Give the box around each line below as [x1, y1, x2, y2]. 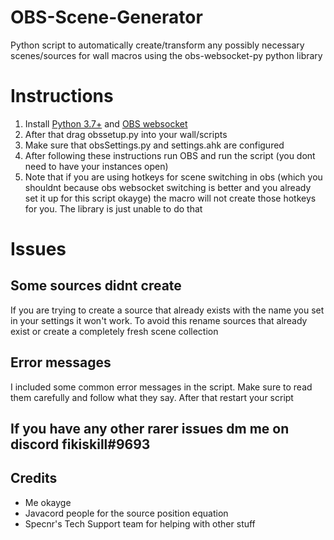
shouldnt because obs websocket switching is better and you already [24, 181, 312, 193]
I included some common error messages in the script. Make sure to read [10, 381, 313, 393]
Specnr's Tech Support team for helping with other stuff [24, 517, 256, 530]
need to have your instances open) [24, 160, 169, 172]
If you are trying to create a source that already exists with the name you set [10, 304, 325, 316]
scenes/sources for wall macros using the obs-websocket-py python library [10, 49, 323, 61]
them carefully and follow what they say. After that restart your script [10, 391, 294, 403]
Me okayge [24, 496, 72, 508]
